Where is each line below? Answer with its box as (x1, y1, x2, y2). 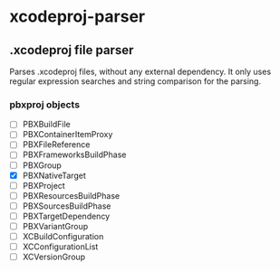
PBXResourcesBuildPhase (22, 190, 121, 201)
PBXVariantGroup (22, 220, 89, 231)
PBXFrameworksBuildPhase (22, 149, 127, 160)
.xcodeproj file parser (9, 42, 134, 58)
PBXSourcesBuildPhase (22, 201, 111, 211)
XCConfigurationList (22, 241, 99, 252)
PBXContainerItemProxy (22, 129, 113, 140)
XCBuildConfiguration (22, 230, 104, 241)
